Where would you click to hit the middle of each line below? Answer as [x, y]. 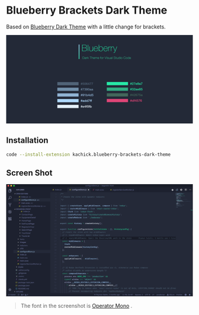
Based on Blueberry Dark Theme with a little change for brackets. [86, 27]
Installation [27, 140]
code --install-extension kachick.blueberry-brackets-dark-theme [88, 155]
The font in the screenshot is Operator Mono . [76, 306]
